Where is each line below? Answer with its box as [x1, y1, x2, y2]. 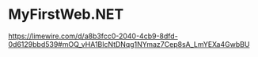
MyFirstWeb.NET [8, 5, 124, 23]
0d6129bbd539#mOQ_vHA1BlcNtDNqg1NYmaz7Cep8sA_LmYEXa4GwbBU [8, 39, 250, 48]
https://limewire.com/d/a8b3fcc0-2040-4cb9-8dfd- [8, 31, 178, 41]
